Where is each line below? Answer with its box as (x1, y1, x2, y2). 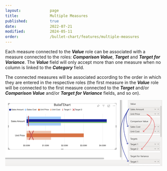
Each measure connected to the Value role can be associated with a (5, 49, 146, 54)
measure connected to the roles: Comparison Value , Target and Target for (5, 54, 161, 60)
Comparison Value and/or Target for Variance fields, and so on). (5, 90, 141, 96)
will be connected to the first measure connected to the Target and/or (5, 85, 150, 91)
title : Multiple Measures (5, 13, 88, 18)
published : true (5, 18, 59, 23)
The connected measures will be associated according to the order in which (5, 74, 162, 80)
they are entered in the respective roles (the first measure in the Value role (5, 80, 159, 85)
